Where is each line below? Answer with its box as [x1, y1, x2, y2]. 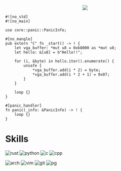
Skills [5, 133, 29, 145]
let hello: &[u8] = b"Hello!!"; [14, 50, 83, 55]
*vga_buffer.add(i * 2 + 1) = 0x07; [32, 72, 110, 77]
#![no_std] [5, 14, 28, 19]
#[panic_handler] [5, 103, 42, 108]
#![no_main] [5, 19, 30, 24]
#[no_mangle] [5, 37, 33, 42]
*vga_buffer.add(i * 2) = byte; [32, 67, 101, 73]
